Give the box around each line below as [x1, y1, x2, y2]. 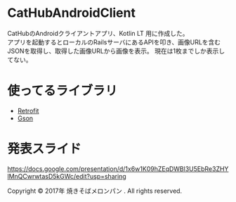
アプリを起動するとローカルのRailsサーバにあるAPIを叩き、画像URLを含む [7, 37, 221, 46]
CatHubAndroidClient [7, 5, 136, 21]
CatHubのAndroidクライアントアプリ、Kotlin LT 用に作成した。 [7, 29, 189, 37]
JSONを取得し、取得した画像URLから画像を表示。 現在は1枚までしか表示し [7, 46, 225, 55]
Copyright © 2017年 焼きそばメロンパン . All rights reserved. [7, 187, 183, 195]
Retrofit [17, 106, 39, 115]
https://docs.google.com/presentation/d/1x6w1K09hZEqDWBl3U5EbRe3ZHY [7, 164, 229, 173]
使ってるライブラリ [7, 83, 118, 99]
